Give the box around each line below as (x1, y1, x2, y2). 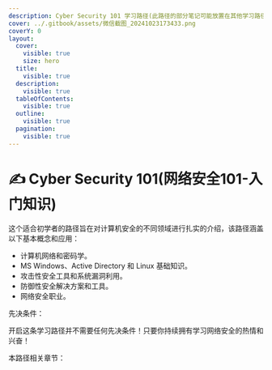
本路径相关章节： (8, 353, 66, 363)
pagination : (15, 125, 57, 133)
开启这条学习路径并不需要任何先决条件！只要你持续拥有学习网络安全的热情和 (8, 325, 264, 335)
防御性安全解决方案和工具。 (19, 281, 113, 291)
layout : (8, 34, 35, 43)
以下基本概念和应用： (8, 233, 79, 243)
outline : (15, 110, 45, 118)
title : (15, 65, 38, 73)
